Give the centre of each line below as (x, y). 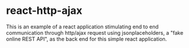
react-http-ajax (44, 11)
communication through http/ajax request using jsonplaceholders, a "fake (95, 32)
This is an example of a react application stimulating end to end (83, 27)
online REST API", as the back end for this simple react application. (87, 39)
